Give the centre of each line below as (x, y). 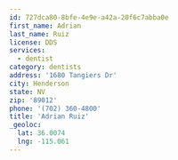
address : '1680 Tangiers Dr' (63, 76)
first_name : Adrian (45, 26)
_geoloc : (25, 125)
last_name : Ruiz (39, 34)
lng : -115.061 (43, 141)
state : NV (28, 92)
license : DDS (33, 42)
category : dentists (45, 68)
